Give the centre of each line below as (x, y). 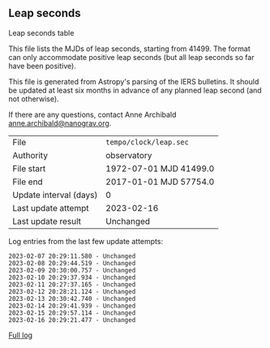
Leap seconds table (41, 32)
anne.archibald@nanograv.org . (60, 123)
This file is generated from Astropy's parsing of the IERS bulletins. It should (134, 81)
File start (29, 168)
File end (28, 182)
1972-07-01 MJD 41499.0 (160, 168)
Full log (21, 335)
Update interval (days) (55, 195)
